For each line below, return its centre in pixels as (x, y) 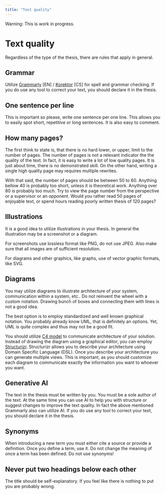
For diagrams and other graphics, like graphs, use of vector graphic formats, (82, 258)
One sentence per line (40, 105)
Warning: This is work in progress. (40, 24)
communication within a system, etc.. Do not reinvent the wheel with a (76, 296)
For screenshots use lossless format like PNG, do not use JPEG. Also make (81, 243)
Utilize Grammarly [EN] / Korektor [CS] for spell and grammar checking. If (80, 85)
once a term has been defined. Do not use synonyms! (60, 454)
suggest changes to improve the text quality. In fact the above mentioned (79, 405)
